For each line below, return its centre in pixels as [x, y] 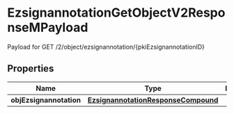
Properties [31, 68]
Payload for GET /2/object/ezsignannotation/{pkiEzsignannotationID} [106, 47]
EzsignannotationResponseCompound [153, 100]
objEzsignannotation [46, 100]
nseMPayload [48, 27]
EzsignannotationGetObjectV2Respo [116, 13]
